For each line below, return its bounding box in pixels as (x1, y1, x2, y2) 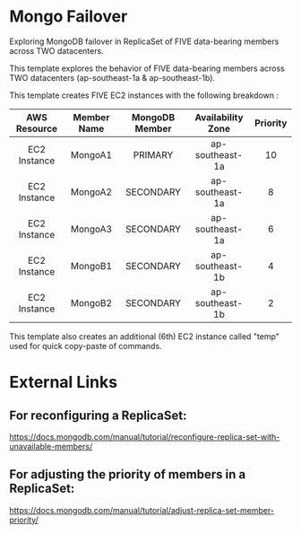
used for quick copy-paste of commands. (9, 340, 163, 351)
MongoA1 (70, 148, 113, 161)
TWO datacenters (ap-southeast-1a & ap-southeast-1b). (9, 72, 216, 83)
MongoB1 (70, 259, 113, 272)
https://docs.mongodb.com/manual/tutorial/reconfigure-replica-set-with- (9, 431, 280, 442)
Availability (194, 110, 244, 123)
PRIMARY (133, 148, 174, 161)
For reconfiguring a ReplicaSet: (9, 407, 187, 423)
